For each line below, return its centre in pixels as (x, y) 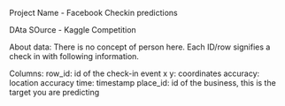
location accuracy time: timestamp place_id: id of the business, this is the (142, 83)
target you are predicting (54, 92)
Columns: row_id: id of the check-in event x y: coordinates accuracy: (135, 73)
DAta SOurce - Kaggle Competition (73, 30)
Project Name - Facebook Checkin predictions (94, 13)
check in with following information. (74, 56)
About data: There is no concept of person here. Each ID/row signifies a (140, 47)
